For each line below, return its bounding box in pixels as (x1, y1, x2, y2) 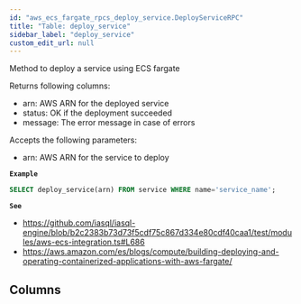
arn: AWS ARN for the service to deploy (22, 152, 169, 163)
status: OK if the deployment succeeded (22, 107, 173, 118)
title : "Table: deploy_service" (9, 22, 131, 31)
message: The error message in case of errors (22, 117, 196, 128)
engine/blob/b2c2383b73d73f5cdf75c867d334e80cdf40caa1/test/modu (22, 227, 293, 238)
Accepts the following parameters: (9, 134, 138, 145)
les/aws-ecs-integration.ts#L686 (22, 236, 146, 248)
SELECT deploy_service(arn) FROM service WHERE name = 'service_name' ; (9, 186, 277, 195)
